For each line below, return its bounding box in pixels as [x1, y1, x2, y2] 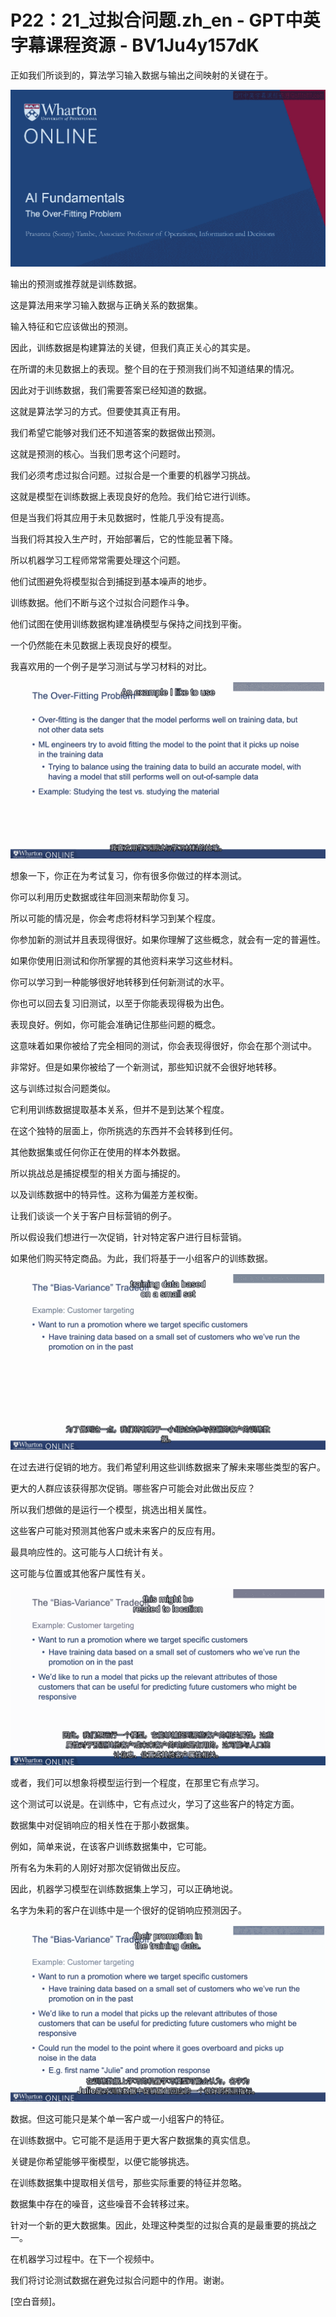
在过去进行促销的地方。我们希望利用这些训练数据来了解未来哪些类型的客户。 [10, 1461, 326, 1473]
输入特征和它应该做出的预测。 [10, 321, 133, 333]
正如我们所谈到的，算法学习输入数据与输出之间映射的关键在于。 [10, 69, 273, 81]
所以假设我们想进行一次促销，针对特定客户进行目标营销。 [10, 1231, 247, 1243]
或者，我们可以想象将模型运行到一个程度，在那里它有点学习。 [10, 1776, 265, 1788]
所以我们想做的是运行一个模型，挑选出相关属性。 [10, 1504, 212, 1516]
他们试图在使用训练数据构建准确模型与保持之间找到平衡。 [10, 618, 247, 630]
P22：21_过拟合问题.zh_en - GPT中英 [10, 9, 321, 32]
